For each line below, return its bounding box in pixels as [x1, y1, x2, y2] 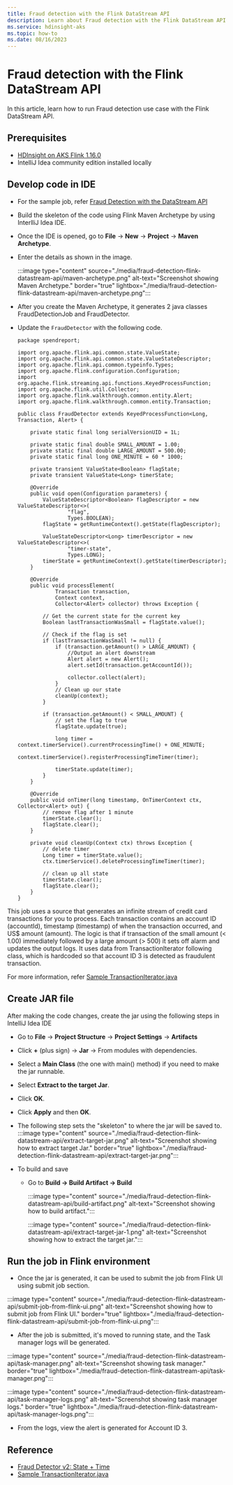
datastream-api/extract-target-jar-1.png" [27, 1227, 145, 1236]
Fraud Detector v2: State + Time [17, 1463, 110, 1471]
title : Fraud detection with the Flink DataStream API [7, 10, 170, 18]
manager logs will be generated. [17, 1339, 110, 1347]
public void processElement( [30, 582, 115, 589]
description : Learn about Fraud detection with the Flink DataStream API [7, 17, 227, 24]
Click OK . [17, 1094, 45, 1103]
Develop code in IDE [7, 179, 96, 191]
